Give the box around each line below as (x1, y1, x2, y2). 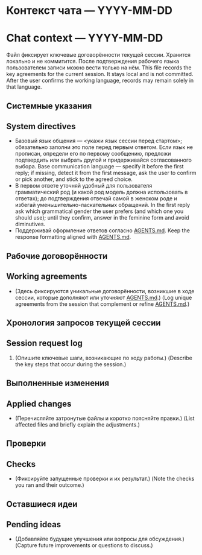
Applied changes (6, 399, 72, 409)
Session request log (6, 338, 83, 349)
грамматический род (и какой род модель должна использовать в (14, 188, 188, 196)
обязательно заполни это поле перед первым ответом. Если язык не (14, 144, 194, 151)
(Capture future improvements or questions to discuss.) (14, 542, 153, 549)
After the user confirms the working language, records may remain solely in (6, 77, 194, 84)
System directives (6, 121, 76, 132)
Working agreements (6, 271, 87, 282)
